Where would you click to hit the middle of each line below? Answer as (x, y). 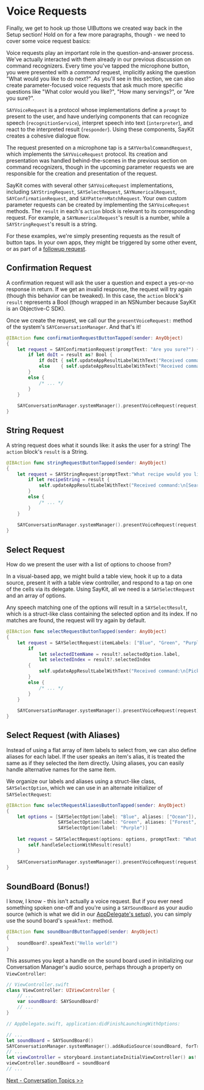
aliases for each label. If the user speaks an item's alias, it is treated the (96, 756)
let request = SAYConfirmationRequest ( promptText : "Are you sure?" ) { (108, 349)
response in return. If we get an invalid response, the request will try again (99, 289)
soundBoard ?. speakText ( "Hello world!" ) (68, 943)
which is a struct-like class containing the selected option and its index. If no (102, 614)
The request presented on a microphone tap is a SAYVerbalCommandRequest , (99, 147)
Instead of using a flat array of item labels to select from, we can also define (101, 750)
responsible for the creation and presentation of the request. (82, 173)
